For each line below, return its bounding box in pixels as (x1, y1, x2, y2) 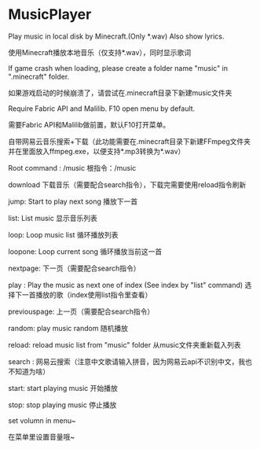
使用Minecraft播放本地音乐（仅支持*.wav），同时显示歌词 (8, 47, 192, 57)
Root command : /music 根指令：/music (8, 163, 137, 172)
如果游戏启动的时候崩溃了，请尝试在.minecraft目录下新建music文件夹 (8, 88, 233, 98)
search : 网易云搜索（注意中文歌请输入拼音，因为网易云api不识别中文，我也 (8, 356, 253, 366)
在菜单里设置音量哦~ (8, 432, 75, 441)
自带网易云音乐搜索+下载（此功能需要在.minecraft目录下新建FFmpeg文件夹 (8, 136, 251, 146)
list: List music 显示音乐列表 (8, 213, 98, 223)
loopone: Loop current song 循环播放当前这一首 (8, 246, 163, 256)
